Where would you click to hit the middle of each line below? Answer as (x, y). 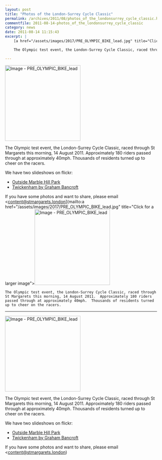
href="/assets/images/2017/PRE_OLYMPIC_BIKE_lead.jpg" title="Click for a (80, 207)
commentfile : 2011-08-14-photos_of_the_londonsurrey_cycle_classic (74, 23)
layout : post (18, 9)
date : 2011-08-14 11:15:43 (32, 32)
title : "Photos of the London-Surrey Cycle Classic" (59, 14)
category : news (20, 28)
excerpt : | (16, 37)
